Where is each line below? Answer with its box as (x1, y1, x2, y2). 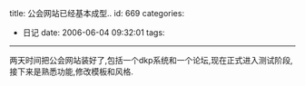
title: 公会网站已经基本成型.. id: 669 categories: (9, 8, 184, 18)
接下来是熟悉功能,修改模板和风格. (9, 66, 134, 77)
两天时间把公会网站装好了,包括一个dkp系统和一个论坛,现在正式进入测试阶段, (9, 55, 293, 65)
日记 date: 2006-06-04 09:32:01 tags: (22, 27, 165, 38)
